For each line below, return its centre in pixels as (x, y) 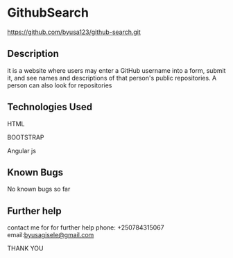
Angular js (22, 150)
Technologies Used (50, 107)
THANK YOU (25, 248)
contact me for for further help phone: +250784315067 (86, 227)
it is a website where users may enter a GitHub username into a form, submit (116, 70)
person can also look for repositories (60, 85)
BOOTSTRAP (26, 137)
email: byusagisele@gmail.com (51, 235)
